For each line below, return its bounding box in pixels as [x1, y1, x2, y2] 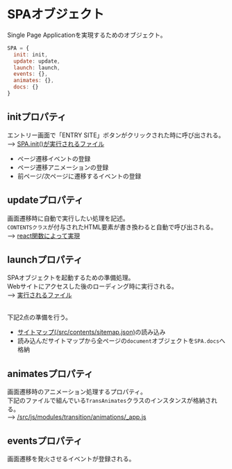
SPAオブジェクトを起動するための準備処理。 [7, 273, 135, 282]
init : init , [13, 51, 49, 58]
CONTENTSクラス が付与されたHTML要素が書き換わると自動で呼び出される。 [7, 222, 217, 231]
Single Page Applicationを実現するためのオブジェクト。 [7, 31, 167, 39]
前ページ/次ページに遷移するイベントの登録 [17, 171, 142, 180]
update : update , [13, 57, 60, 65]
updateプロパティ [7, 194, 84, 206]
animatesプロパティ [7, 367, 94, 380]
